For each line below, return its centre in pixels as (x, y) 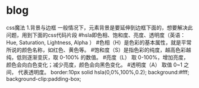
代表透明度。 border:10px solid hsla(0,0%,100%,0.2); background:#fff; (103, 72)
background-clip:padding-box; (44, 78)
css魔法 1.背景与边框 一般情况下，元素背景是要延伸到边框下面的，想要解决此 (99, 27)
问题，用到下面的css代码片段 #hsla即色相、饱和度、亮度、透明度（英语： (96, 35)
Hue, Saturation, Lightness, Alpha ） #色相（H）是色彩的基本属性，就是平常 (99, 42)
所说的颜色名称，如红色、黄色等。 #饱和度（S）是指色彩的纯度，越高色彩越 (99, 50)
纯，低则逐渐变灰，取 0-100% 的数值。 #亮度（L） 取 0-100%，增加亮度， (97, 57)
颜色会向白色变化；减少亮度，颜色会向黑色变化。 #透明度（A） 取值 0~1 (94, 65)
